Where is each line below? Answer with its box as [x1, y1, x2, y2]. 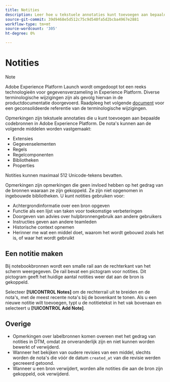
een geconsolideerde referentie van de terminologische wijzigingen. [5, 105, 147, 111]
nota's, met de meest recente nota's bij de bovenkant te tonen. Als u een [5, 294, 157, 300]
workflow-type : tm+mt [5, 21, 51, 27]
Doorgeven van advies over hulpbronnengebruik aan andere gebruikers [12, 213, 162, 219]
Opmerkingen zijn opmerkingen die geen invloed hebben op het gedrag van [5, 182, 163, 188]
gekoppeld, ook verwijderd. [12, 370, 70, 377]
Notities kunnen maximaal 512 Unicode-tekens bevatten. [5, 172, 123, 178]
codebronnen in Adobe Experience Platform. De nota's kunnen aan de [5, 120, 151, 126]
